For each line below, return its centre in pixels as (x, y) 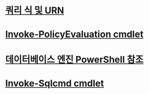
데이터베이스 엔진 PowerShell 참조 (74, 59)
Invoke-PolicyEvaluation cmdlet (74, 34)
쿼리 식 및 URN (35, 11)
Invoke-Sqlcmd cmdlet (55, 83)
